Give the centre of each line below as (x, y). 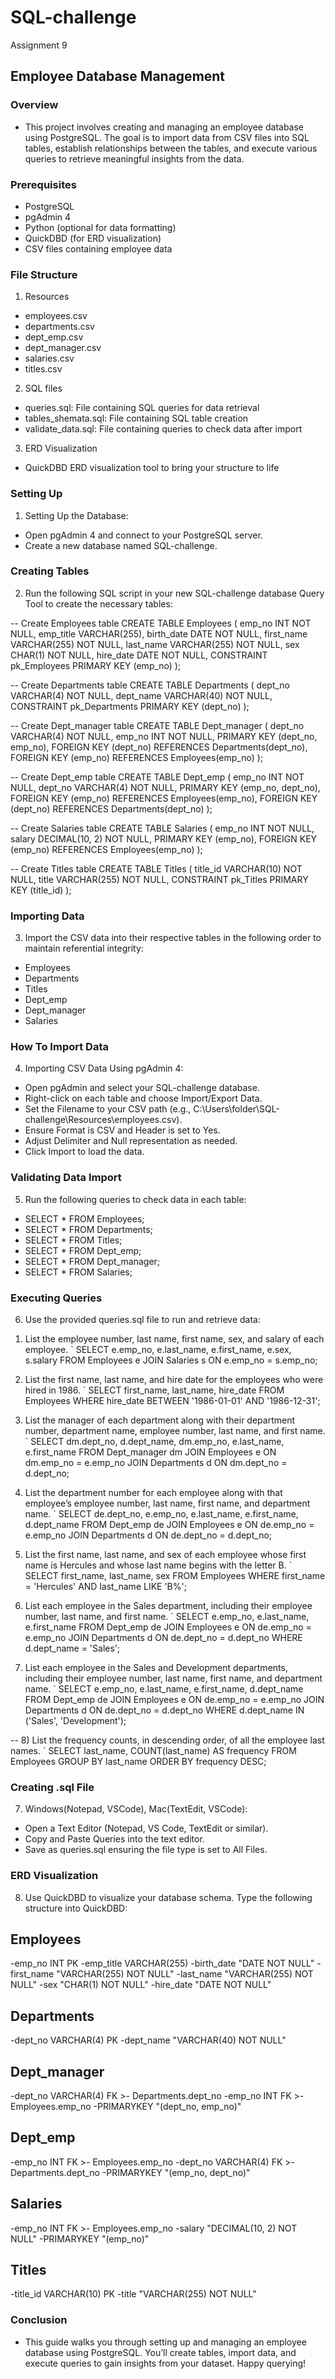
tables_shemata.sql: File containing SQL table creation (136, 418)
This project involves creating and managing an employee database (164, 127)
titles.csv (43, 369)
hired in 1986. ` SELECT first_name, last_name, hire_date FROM (154, 1390)
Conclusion (39, 2320)
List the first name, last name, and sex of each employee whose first (165, 1554)
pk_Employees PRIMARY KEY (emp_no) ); (96, 665)
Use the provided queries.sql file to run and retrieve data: (142, 1319)
